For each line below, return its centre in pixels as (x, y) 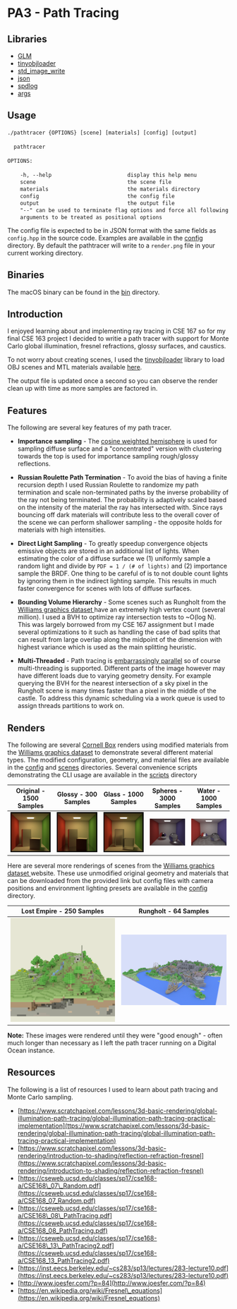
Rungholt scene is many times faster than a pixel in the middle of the (117, 691)
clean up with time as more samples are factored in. (83, 389)
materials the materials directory (110, 189)
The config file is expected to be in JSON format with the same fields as (112, 230)
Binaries (26, 275)
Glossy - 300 (77, 794)
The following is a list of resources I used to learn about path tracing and (113, 1089)
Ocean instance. (31, 1050)
